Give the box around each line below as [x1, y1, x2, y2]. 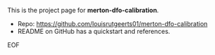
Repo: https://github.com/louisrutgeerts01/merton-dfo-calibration [17, 20, 208, 28]
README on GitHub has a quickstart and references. [17, 28, 171, 35]
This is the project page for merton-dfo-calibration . [7, 6, 159, 14]
